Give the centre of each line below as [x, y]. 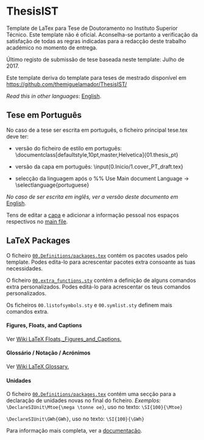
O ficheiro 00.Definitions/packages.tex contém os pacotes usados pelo [97, 255]
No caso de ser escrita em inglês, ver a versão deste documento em [92, 197]
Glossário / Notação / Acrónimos [48, 353]
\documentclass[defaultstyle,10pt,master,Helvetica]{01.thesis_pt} [97, 154]
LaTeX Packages [38, 241]
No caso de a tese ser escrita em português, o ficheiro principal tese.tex [97, 130]
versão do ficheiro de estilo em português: [69, 148]
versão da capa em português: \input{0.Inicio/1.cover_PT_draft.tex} [99, 167]
